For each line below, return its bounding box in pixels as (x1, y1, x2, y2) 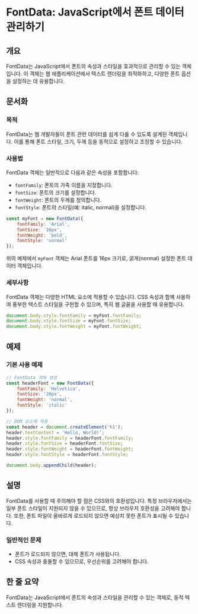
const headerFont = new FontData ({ (6, 380, 94, 386)
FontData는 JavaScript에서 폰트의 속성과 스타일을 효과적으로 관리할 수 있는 (6, 63, 181, 70)
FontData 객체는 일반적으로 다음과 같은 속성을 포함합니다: (6, 169, 139, 176)
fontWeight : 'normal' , (17, 396, 73, 403)
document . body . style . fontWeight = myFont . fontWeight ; (6, 323, 142, 330)
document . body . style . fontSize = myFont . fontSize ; (6, 318, 132, 324)
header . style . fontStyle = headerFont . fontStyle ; (6, 452, 129, 458)
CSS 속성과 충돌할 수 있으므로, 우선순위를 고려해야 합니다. (14, 558, 149, 565)
